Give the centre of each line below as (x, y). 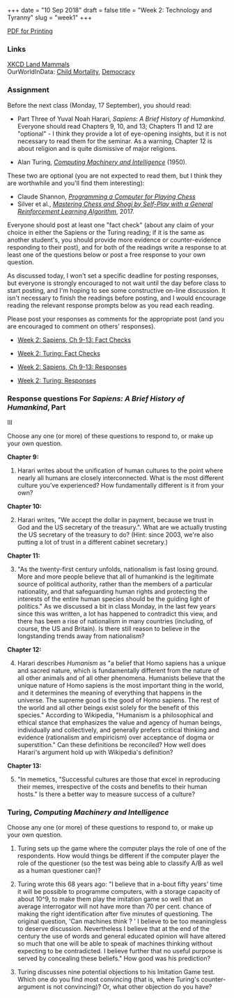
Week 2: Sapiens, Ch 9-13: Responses (72, 367)
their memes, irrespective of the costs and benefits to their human (112, 786)
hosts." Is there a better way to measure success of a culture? (106, 794)
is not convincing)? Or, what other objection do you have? (129, 987)
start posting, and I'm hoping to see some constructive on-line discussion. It (116, 290)
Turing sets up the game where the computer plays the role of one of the (122, 848)
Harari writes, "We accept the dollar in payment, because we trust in (115, 519)
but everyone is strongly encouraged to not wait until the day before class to (117, 283)
